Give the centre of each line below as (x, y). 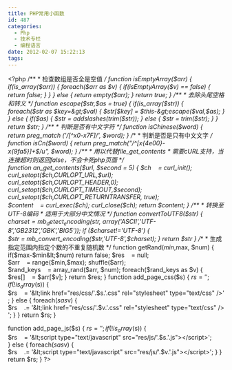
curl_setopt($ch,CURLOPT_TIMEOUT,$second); (75, 189)
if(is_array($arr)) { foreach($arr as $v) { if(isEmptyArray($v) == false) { (109, 86)
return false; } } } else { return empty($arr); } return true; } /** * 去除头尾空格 (116, 94)
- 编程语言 (28, 45)
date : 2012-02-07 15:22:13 (46, 52)
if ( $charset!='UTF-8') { (116, 230)
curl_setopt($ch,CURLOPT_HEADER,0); (63, 182)
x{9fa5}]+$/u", (29, 151)
